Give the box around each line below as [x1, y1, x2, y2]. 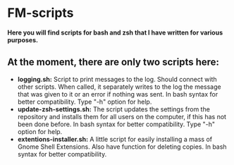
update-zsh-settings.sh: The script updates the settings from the [17, 104, 210, 114]
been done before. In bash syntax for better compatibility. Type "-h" [17, 120, 216, 128]
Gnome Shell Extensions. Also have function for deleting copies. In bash [17, 142, 227, 151]
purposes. [7, 35, 39, 44]
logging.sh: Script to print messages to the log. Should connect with [17, 75, 217, 83]
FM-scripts [7, 5, 74, 21]
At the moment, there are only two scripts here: [7, 56, 220, 68]
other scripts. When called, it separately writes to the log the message [17, 82, 221, 91]
